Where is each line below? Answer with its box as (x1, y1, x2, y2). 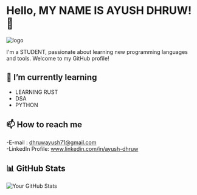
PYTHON (15, 101, 38, 108)
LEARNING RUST (15, 88, 58, 96)
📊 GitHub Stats (6, 163, 66, 173)
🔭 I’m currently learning (6, 72, 97, 82)
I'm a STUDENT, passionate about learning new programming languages (6, 48, 188, 55)
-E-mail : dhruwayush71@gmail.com (6, 139, 97, 146)
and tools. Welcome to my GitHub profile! (6, 55, 109, 62)
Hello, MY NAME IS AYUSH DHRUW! (6, 4, 192, 18)
